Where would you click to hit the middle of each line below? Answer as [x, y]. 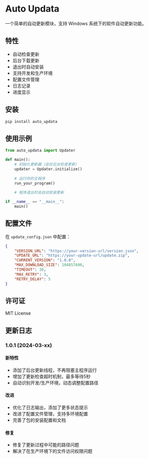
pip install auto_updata [31, 121]
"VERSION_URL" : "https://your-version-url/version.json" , [77, 251]
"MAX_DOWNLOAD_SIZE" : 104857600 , [49, 265]
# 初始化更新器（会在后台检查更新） [47, 164]
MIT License [18, 313]
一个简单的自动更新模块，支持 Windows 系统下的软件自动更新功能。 [76, 23]
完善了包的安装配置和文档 [39, 420]
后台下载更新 [26, 60]
